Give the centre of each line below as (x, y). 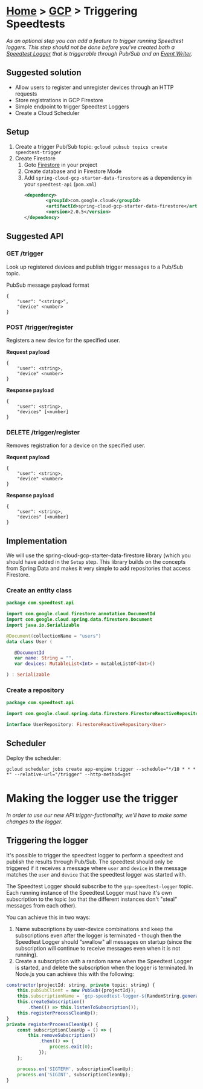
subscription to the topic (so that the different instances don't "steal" (92, 899)
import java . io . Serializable (43, 625)
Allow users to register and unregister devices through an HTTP (94, 87)
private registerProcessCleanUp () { (52, 1024)
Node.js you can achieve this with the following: (74, 974)
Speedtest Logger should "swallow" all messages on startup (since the (103, 941)
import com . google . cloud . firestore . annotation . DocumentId (81, 614)
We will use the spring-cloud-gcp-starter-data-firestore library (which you (99, 555)
